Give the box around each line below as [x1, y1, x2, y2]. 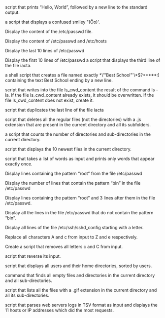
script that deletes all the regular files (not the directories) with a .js [5, 117, 141, 122]
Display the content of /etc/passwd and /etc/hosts [5, 38, 107, 44]
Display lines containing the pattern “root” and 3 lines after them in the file [5, 195, 156, 200]
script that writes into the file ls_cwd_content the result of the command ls [5, 87, 155, 93]
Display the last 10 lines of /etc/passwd [5, 48, 85, 53]
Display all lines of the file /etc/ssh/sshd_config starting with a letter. [5, 225, 144, 230]
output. [5, 9, 20, 15]
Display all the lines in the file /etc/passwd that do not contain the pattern [5, 210, 154, 215]
